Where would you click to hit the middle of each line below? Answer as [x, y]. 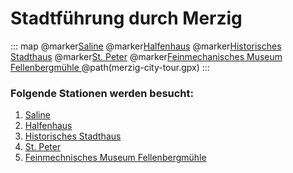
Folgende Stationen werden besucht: [102, 93]
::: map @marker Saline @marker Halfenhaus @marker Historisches [146, 46]
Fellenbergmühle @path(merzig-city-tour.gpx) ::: [110, 67]
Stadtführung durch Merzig [126, 18]
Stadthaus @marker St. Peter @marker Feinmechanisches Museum [146, 56]
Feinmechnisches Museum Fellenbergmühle [115, 158]
